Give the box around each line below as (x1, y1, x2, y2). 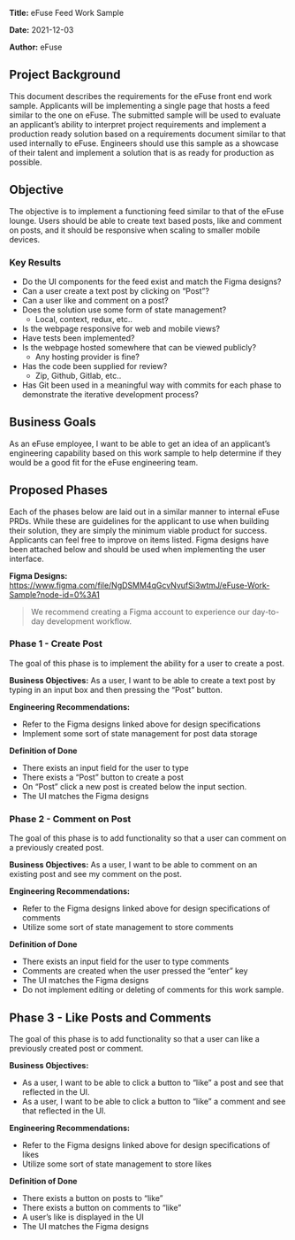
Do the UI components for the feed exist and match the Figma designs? (21, 276, 282, 287)
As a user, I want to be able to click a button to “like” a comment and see (21, 1096, 286, 1106)
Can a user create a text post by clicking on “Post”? (21, 285, 210, 296)
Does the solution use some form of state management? (21, 304, 227, 315)
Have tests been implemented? (21, 332, 135, 343)
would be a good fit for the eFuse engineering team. (9, 457, 199, 467)
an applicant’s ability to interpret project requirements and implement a (9, 119, 267, 129)
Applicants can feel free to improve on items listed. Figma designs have (9, 535, 269, 545)
